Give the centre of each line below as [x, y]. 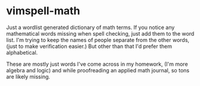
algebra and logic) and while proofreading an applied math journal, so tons [98, 70]
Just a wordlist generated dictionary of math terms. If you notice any [90, 27]
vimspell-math [43, 11]
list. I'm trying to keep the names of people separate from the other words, [98, 40]
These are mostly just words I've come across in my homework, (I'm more [97, 64]
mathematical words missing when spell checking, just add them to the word [100, 33]
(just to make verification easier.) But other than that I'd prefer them [89, 46]
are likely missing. [28, 77]
